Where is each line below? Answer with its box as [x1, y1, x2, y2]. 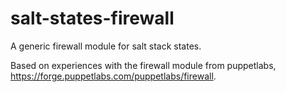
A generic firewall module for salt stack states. [10, 40, 202, 52]
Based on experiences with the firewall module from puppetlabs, [10, 59, 277, 71]
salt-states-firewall [10, 7, 175, 30]
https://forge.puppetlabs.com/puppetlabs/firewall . [10, 70, 217, 82]
